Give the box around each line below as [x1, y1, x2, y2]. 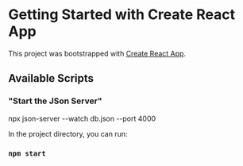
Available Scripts [8, 71, 94, 85]
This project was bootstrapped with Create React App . [8, 48, 187, 58]
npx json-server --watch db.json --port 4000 [8, 114, 156, 123]
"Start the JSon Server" [8, 95, 102, 106]
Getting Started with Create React [8, 6, 236, 24]
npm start [8, 149, 46, 158]
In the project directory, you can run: [8, 129, 128, 138]
